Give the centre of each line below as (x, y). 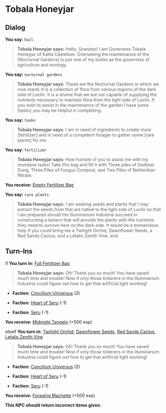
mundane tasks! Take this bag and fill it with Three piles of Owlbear (86, 165)
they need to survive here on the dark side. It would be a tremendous (88, 225)
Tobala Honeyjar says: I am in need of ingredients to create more (84, 130)
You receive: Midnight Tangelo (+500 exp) (49, 322)
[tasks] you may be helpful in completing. (59, 110)
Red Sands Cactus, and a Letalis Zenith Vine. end (67, 236)
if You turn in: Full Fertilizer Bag (38, 263)
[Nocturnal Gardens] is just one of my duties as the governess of (83, 60)
